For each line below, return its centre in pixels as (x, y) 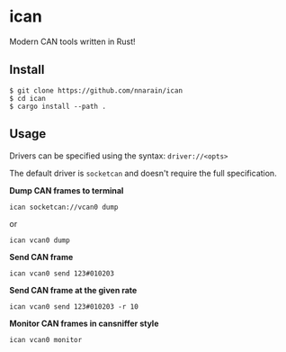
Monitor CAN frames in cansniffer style (84, 323)
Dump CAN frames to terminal (67, 190)
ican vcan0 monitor (46, 339)
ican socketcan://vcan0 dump (64, 207)
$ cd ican (28, 98)
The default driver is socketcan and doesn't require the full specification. (143, 173)
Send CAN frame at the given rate (73, 290)
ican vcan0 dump (40, 240)
